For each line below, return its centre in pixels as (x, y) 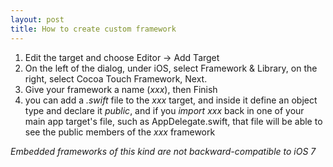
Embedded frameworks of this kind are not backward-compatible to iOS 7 (163, 151)
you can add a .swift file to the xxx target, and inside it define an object (171, 100)
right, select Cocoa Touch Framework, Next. (116, 78)
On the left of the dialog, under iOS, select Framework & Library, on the (171, 68)
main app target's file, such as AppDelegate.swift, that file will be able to (173, 121)
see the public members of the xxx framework (120, 132)
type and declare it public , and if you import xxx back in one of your (164, 110)
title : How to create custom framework (93, 29)
